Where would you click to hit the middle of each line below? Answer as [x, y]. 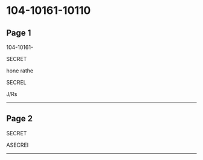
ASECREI [18, 145]
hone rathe [20, 71]
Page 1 [19, 33]
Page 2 [20, 119]
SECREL [16, 82]
